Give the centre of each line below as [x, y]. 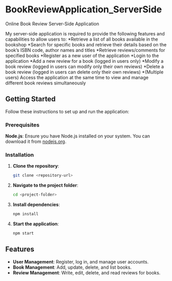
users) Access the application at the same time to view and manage [77, 77]
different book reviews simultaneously [46, 83]
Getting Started [31, 99]
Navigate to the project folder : [45, 185]
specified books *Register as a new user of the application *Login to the [82, 56]
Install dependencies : [36, 205]
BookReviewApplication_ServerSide [84, 10]
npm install [25, 214]
